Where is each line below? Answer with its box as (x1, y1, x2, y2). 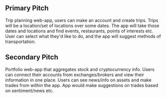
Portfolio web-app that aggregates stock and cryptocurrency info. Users (5, 66, 154, 72)
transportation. (5, 38, 36, 44)
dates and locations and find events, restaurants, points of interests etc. (5, 27, 154, 34)
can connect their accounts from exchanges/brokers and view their (5, 71, 144, 77)
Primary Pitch (5, 4, 49, 12)
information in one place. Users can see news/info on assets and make (5, 77, 152, 83)
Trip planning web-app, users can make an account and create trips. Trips (5, 17, 158, 23)
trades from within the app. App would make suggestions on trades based (5, 82, 158, 88)
